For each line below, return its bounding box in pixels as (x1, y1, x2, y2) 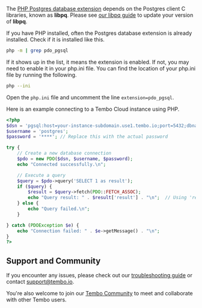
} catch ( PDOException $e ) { (6, 222, 79, 228)
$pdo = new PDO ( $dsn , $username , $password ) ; (17, 156, 133, 162)
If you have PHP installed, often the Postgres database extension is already (6, 29, 192, 37)
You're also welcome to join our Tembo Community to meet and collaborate (6, 290, 194, 297)
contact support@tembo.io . (6, 278, 75, 285)
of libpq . (6, 18, 28, 25)
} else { (17, 200, 39, 206)
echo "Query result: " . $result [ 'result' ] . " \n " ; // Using (28, 195, 187, 201)
